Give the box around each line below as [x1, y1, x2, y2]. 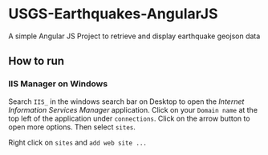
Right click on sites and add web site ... [8, 137, 147, 147]
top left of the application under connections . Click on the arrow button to [8, 113, 250, 123]
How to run [8, 54, 65, 68]
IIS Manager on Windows [8, 78, 108, 89]
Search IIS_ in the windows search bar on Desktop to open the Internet [8, 97, 245, 106]
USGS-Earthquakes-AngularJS [8, 5, 218, 23]
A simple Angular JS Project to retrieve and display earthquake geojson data [8, 31, 261, 41]
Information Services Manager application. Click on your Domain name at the [8, 105, 258, 114]
